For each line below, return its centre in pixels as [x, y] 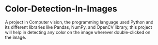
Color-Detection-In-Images [61, 9]
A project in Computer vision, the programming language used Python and [79, 22]
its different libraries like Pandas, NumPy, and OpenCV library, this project [79, 27]
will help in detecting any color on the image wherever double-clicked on [78, 32]
